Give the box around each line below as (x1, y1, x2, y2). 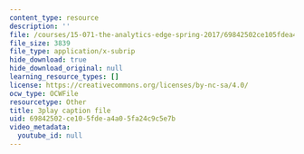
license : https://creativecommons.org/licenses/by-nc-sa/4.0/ (9, 81, 249, 90)
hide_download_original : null (9, 64, 124, 73)
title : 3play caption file (9, 106, 111, 115)
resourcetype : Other (9, 97, 88, 107)
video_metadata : (9, 123, 71, 132)
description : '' (9, 22, 71, 31)
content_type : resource (9, 13, 100, 23)
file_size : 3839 (9, 38, 71, 48)
